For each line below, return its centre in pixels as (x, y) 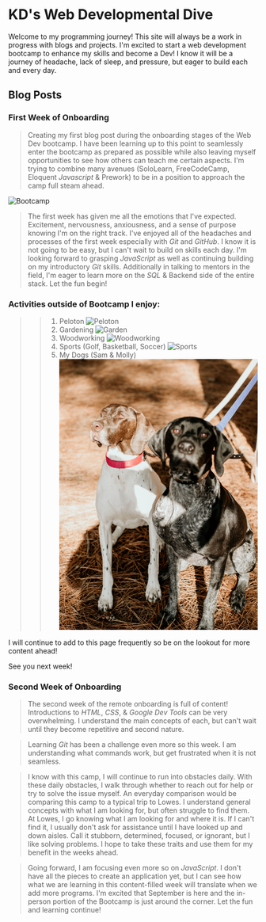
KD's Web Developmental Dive (111, 15)
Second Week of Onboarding (65, 687)
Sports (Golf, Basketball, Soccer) (112, 346)
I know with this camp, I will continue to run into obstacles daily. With (140, 777)
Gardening (76, 330)
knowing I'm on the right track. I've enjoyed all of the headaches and (139, 233)
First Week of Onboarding (59, 118)
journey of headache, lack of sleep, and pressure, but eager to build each (128, 62)
